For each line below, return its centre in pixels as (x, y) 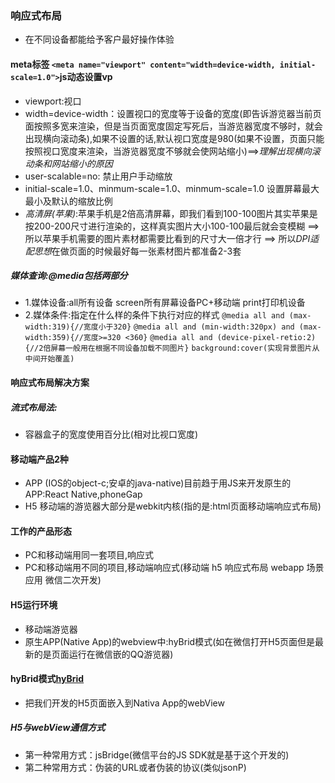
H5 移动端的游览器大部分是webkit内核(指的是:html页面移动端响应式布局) (173, 506)
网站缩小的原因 (82, 163)
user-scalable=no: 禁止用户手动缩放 (98, 176)
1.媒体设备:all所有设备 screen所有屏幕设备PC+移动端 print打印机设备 (165, 303)
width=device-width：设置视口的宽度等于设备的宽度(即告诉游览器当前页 (173, 113)
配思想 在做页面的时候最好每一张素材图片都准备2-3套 (133, 251)
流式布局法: (34, 407)
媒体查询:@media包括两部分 (69, 276)
